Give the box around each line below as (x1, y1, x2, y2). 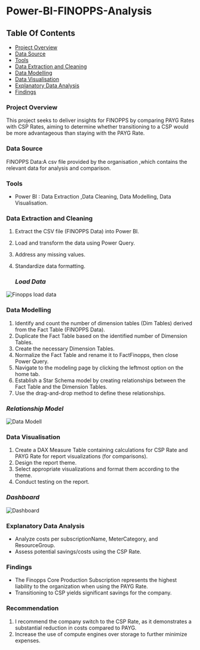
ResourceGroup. (14, 541, 56, 548)
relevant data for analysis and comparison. (6, 164, 112, 172)
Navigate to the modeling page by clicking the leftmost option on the (14, 364, 184, 371)
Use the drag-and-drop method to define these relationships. (14, 389, 166, 396)
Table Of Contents (6, 28, 76, 38)
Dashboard (6, 493, 40, 502)
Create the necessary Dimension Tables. (14, 345, 115, 352)
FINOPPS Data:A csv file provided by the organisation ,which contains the (6, 158, 187, 165)
